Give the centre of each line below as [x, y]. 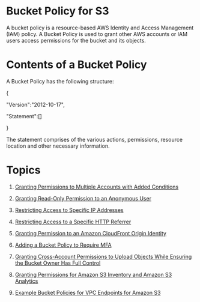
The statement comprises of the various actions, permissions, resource [95, 139]
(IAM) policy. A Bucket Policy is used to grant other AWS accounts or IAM [97, 34]
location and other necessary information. [58, 146]
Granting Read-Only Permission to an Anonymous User [83, 198]
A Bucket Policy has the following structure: [60, 81]
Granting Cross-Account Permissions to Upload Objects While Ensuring [103, 256]
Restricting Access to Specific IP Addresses [69, 210]
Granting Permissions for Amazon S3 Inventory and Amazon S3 [93, 274]
